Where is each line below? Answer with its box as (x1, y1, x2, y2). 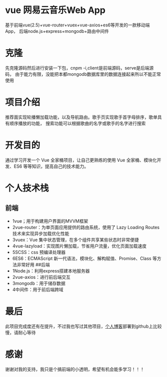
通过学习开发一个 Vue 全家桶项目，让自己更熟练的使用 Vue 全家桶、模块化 (5, 157, 157, 163)
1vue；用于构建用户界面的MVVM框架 (12, 218, 88, 224)
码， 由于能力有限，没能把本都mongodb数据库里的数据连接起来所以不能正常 (5, 71, 161, 77)
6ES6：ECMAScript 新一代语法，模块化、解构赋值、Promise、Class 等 (12, 255, 158, 261)
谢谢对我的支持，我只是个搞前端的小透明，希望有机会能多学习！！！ (5, 366, 145, 372)
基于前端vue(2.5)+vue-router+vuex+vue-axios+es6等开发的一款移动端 (5, 22, 150, 28)
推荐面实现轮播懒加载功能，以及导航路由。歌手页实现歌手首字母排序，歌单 (5, 114, 158, 120)
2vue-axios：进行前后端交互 (12, 274, 71, 280)
